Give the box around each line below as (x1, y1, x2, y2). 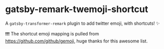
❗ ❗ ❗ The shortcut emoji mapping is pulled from (5, 30, 99, 36)
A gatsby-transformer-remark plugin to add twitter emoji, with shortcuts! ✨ (5, 20, 160, 26)
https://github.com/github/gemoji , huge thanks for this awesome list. (5, 38, 148, 44)
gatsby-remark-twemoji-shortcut (5, 4, 148, 15)
